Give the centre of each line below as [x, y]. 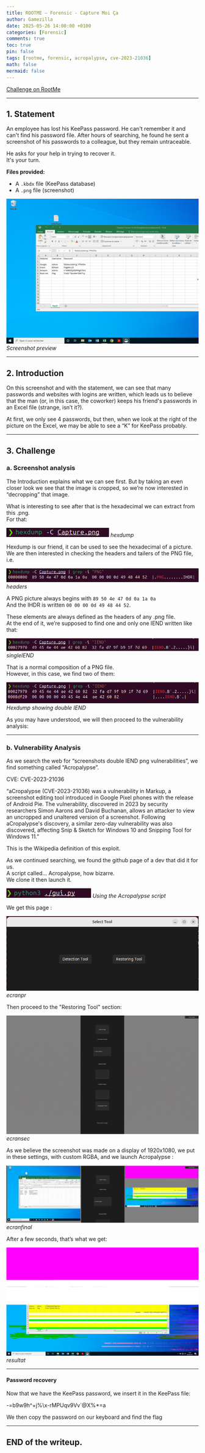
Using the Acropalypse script [129, 896]
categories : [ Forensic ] [37, 32]
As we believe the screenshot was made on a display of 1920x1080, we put [101, 1150]
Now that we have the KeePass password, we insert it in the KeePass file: [99, 1394]
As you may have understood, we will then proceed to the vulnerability [95, 719]
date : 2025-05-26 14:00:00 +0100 [49, 26]
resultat [16, 1360]
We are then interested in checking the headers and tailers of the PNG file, [100, 553]
